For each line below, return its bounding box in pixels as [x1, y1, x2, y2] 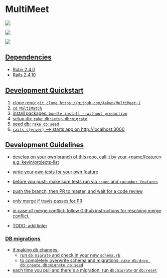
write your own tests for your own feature [12, 169, 99, 175]
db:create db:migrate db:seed [20, 262, 84, 267]
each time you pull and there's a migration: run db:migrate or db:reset [12, 267, 157, 273]
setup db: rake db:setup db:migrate [12, 115, 88, 121]
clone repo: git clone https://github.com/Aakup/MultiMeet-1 [12, 99, 141, 106]
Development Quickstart [5, 86, 84, 95]
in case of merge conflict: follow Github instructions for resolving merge [12, 208, 161, 214]
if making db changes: [12, 246, 59, 252]
